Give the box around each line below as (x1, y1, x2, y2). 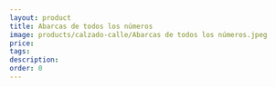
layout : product (9, 13, 71, 23)
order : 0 (9, 64, 43, 73)
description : (9, 55, 59, 64)
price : (9, 38, 35, 48)
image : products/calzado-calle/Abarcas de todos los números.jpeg (9, 30, 268, 39)
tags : (9, 47, 30, 56)
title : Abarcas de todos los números (9, 22, 154, 31)
